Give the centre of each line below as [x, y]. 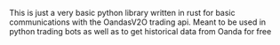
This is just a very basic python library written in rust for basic [122, 13]
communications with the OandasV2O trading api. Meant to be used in [138, 22]
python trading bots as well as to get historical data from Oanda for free [140, 31]
